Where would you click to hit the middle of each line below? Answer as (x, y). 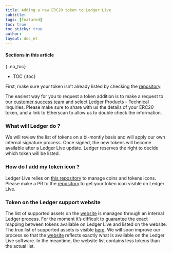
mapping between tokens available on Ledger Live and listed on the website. (86, 224)
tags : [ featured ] (24, 20)
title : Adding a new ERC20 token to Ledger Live (58, 10)
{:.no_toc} (16, 67)
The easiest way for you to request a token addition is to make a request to (84, 96)
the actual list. (20, 246)
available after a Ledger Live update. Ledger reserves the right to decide (82, 148)
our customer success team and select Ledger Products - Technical (77, 102)
